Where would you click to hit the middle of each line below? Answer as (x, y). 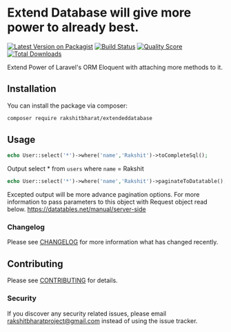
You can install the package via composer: (67, 106)
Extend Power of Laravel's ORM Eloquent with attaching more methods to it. (115, 67)
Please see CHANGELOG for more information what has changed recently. (113, 242)
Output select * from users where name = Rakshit (76, 169)
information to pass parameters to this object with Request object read (108, 202)
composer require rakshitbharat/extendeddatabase (80, 118)
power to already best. (73, 27)
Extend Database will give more (99, 13)
